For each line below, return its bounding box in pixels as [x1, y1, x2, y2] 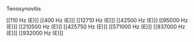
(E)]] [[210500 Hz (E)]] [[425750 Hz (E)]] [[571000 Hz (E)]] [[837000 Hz [6, 23, 186, 30]
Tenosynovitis [6, 5, 41, 12]
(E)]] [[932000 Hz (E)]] [6, 29, 64, 37]
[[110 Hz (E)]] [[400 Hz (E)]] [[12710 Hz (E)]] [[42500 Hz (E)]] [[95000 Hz [6, 17, 188, 23]
